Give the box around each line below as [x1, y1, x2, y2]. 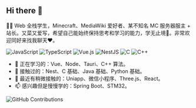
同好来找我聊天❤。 [11, 36, 58, 44]
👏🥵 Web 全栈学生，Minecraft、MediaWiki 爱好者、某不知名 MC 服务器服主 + [6, 22, 191, 29]
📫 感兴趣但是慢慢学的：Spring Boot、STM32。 [14, 82, 131, 89]
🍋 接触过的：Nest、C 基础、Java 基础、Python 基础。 [14, 68, 145, 75]
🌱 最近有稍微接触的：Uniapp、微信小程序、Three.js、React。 [14, 75, 164, 82]
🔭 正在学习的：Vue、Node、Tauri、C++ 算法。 [14, 60, 129, 67]
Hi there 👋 [6, 6, 43, 16]
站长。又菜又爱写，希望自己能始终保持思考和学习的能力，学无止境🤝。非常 [6, 29, 185, 36]
